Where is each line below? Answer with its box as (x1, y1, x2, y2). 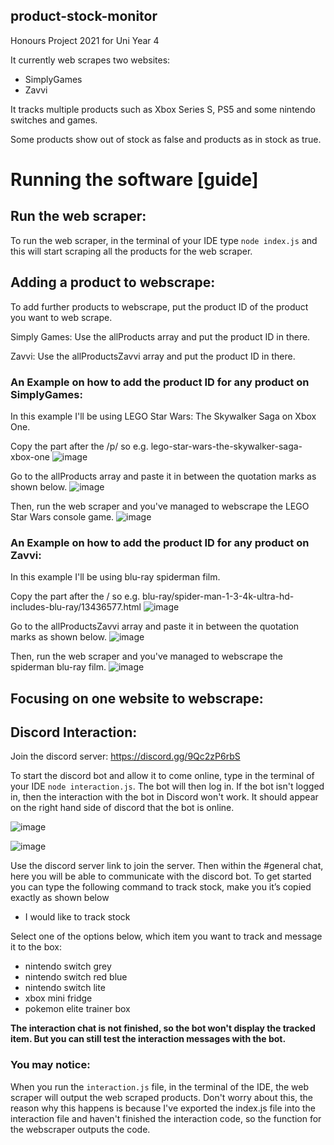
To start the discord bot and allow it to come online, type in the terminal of (10, 770, 315, 782)
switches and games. (10, 114, 98, 126)
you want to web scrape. (10, 311, 113, 323)
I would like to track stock (24, 911, 131, 923)
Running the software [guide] (10, 169, 259, 191)
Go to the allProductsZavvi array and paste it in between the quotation (10, 620, 300, 633)
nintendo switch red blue (24, 971, 128, 983)
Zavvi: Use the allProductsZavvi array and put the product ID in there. (10, 350, 296, 362)
